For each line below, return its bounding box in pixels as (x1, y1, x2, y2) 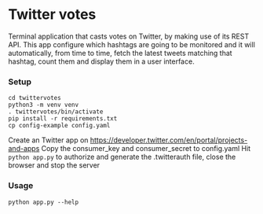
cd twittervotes (8, 94, 61, 102)
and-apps (8, 144, 40, 153)
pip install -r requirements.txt (8, 115, 118, 123)
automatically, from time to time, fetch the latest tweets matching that (8, 48, 233, 57)
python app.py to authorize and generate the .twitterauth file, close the (8, 152, 236, 162)
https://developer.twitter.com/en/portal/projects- (89, 135, 248, 145)
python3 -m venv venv (8, 101, 79, 109)
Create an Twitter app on (8, 135, 89, 145)
